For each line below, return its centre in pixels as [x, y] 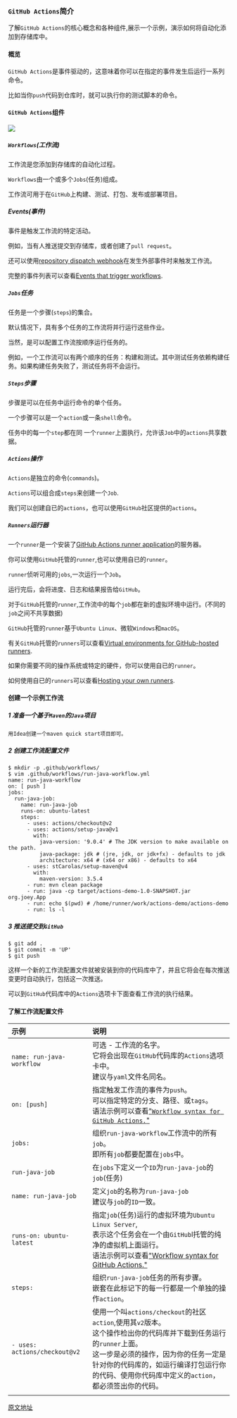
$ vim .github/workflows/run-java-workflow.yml [79, 774]
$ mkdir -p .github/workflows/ [54, 768]
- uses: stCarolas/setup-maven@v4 [77, 867]
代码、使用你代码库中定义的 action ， [159, 1376]
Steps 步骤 [22, 383]
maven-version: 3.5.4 [71, 879]
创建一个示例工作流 [36, 698]
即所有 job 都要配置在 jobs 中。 [140, 1154]
